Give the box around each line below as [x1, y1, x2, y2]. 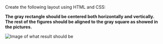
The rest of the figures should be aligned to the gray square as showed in [5, 19, 158, 24]
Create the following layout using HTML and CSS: [5, 4, 106, 10]
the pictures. [5, 24, 32, 30]
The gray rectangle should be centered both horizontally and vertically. [5, 14, 155, 19]
